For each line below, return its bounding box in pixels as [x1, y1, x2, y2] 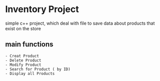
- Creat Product [5, 53, 39, 58]
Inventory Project [5, 4, 79, 15]
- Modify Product [5, 62, 42, 67]
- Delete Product [5, 58, 42, 63]
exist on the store [5, 25, 41, 31]
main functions [5, 40, 54, 49]
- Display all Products [5, 71, 55, 76]
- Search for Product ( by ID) [5, 66, 71, 71]
